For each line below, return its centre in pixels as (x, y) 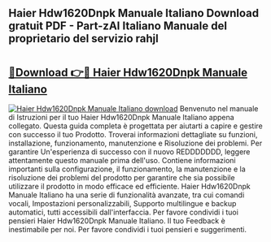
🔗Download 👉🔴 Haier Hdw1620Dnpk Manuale (128, 72)
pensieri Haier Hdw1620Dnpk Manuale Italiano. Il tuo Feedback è (117, 221)
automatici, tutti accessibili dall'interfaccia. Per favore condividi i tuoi (123, 212)
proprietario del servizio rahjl (83, 39)
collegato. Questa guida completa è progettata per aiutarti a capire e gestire (135, 126)
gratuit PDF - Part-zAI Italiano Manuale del (118, 26)
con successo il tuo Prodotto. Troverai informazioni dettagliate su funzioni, (133, 134)
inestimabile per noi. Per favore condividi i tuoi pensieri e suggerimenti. (127, 229)
